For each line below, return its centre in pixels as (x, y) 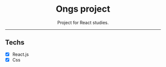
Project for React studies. (83, 22)
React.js (21, 54)
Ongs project (83, 9)
